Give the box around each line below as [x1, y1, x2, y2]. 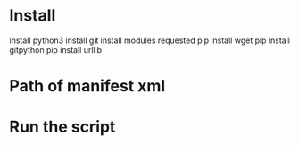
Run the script [9, 117, 116, 137]
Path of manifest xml [9, 76, 166, 97]
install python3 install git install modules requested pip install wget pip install [9, 35, 290, 46]
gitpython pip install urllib [9, 44, 103, 55]
